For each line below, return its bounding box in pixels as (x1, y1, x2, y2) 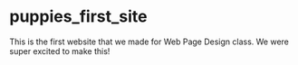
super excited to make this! (9, 45, 111, 56)
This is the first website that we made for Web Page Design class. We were (9, 36, 290, 47)
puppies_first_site (9, 6, 148, 27)
